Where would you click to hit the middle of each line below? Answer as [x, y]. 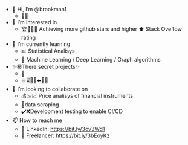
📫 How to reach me [37, 120]
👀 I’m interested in [34, 22]
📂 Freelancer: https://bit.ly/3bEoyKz [65, 135]
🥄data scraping [40, 105]
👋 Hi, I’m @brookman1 [39, 9]
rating [28, 37]
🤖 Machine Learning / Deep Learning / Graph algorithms [91, 60]
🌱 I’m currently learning [41, 44]
